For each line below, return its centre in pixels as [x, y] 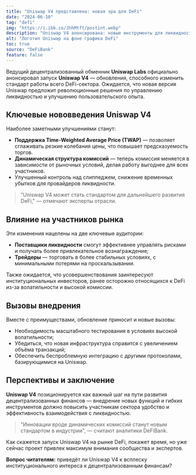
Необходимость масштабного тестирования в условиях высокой [96, 331]
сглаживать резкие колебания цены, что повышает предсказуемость [101, 146]
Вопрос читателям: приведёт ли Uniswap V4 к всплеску [77, 459]
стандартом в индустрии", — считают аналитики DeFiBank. [94, 431]
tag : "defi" [20, 22]
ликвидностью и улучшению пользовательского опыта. [75, 96]
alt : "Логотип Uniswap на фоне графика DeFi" [62, 39]
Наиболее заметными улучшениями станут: [61, 129]
